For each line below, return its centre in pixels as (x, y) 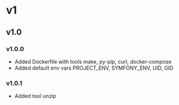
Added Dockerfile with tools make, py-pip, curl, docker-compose (93, 61)
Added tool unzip (36, 96)
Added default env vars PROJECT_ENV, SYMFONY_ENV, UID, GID (94, 68)
